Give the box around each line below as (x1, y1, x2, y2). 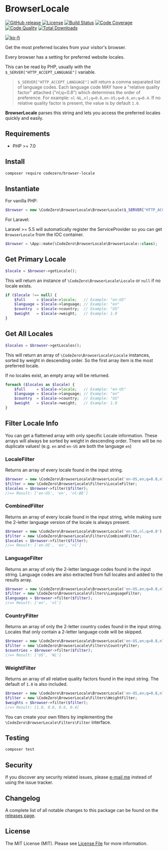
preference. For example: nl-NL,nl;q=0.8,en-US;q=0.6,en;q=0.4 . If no (17, 95, 161, 101)
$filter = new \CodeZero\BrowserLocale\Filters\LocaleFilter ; (5, 481, 137, 486)
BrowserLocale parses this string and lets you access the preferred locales (5, 110, 161, 116)
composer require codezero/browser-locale (5, 171, 95, 176)
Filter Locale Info (5, 419, 58, 428)
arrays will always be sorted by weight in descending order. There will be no (5, 438, 162, 444)
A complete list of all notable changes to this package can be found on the (5, 807, 158, 813)
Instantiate (5, 184, 40, 193)
